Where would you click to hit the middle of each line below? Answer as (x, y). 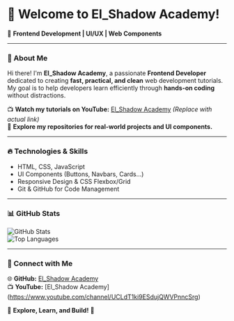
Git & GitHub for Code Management (68, 189)
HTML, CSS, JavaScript (51, 166)
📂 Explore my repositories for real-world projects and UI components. (110, 127)
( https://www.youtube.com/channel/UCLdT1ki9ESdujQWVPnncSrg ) (104, 297)
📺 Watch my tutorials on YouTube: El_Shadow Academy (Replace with (110, 109)
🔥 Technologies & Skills (48, 151)
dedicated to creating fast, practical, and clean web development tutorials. (115, 81)
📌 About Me (28, 58)
